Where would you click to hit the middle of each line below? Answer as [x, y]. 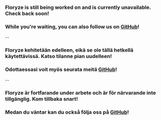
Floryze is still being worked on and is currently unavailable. [78, 7]
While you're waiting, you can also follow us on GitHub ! [72, 27]
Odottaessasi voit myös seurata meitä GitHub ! [61, 69]
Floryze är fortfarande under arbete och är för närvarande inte [80, 93]
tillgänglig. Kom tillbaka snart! [42, 99]
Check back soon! [27, 13]
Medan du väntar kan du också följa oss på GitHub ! [67, 112]
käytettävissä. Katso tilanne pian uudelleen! [58, 57]
